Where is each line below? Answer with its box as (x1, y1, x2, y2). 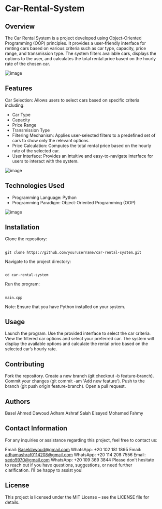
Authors (5, 397, 30, 406)
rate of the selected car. (12, 148, 60, 153)
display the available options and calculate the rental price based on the (5, 341, 148, 347)
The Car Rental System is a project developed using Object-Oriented (5, 35, 142, 41)
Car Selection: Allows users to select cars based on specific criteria (5, 97, 140, 103)
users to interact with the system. (12, 158, 79, 164)
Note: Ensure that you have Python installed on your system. (5, 304, 126, 310)
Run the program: (5, 281, 40, 287)
